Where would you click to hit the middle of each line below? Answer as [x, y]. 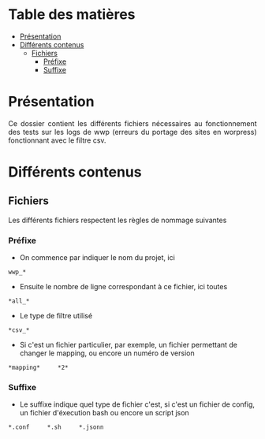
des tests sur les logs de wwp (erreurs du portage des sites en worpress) [132, 132]
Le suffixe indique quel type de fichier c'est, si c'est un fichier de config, [137, 404]
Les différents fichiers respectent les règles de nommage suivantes [118, 220]
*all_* [19, 301]
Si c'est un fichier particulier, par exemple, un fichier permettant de [129, 345]
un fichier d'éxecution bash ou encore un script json [104, 413]
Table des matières [72, 15]
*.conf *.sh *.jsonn [56, 427]
